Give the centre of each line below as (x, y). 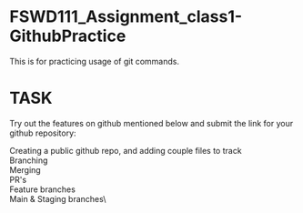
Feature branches (42, 189)
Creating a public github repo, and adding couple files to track (126, 150)
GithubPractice (68, 36)
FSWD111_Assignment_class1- (126, 17)
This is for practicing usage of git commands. (95, 61)
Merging (25, 169)
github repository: (43, 133)
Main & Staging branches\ (58, 198)
